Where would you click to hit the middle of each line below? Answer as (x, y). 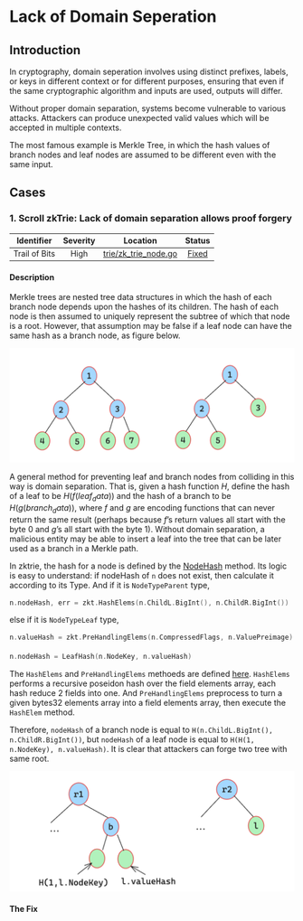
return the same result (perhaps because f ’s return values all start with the (148, 519)
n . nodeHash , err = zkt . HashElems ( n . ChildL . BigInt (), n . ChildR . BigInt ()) (149, 603)
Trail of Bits (34, 254)
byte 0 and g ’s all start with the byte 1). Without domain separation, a (137, 529)
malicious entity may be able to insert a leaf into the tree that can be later (146, 539)
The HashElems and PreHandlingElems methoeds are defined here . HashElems (150, 674)
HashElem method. (42, 712)
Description (32, 277)
